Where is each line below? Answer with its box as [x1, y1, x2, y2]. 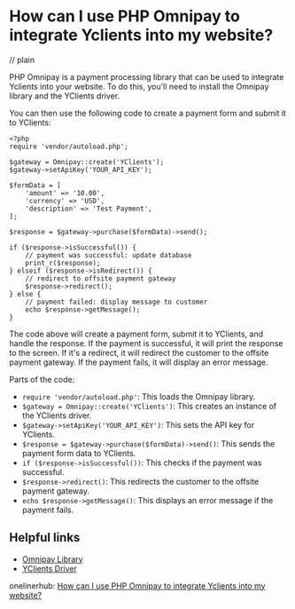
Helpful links [9, 530, 81, 545]
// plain [9, 54, 35, 65]
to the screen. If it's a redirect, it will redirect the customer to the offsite [9, 347, 269, 358]
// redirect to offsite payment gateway [25, 273, 176, 283]
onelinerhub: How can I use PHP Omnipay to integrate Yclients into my [9, 580, 266, 591]
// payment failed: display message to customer [25, 297, 208, 306]
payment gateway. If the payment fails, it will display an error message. [9, 357, 268, 368]
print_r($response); [25, 258, 101, 267]
